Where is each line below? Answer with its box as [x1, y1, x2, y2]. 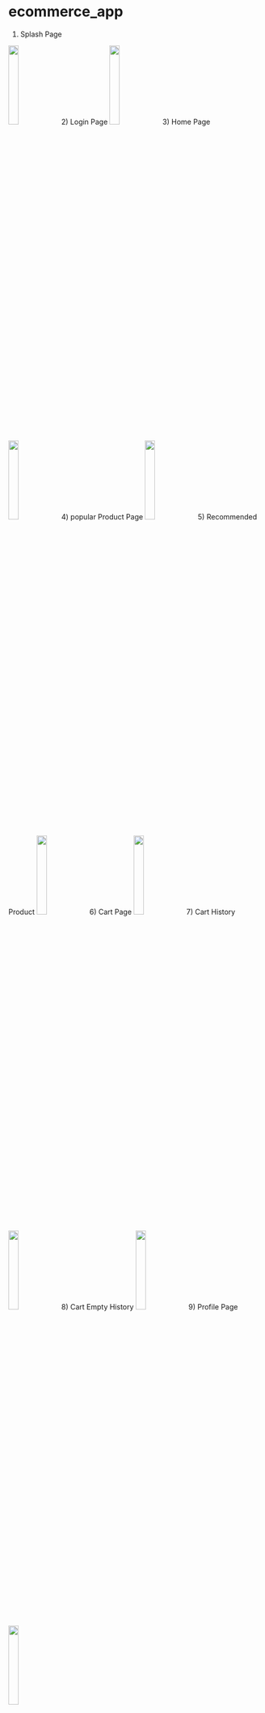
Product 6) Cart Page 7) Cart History [8, 907, 236, 916]
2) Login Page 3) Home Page [61, 117, 211, 126]
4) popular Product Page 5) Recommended [61, 511, 258, 521]
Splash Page [19, 29, 62, 39]
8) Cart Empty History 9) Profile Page [61, 1301, 238, 1311]
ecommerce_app [8, 2, 124, 21]
